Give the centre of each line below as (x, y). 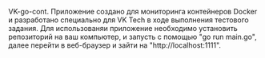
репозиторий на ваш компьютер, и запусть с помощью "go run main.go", (133, 37)
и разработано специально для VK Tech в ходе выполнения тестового (129, 20)
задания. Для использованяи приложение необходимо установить (123, 28)
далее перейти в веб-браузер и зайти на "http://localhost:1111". (115, 45)
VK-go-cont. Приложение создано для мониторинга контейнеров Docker (133, 12)
